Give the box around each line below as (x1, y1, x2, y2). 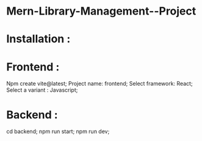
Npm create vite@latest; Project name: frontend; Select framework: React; (6, 80, 193, 88)
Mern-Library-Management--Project (6, 4, 197, 18)
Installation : (6, 32, 71, 46)
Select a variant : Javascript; (6, 86, 78, 94)
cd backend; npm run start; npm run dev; (6, 128, 110, 135)
